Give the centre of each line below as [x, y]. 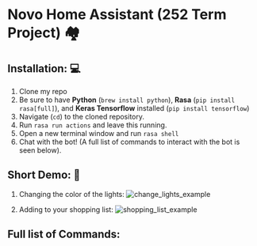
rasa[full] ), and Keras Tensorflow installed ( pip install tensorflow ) [134, 108]
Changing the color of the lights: [71, 194]
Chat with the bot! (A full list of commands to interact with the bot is [129, 142]
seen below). [40, 150]
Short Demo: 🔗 [44, 175]
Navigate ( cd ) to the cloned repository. [81, 117]
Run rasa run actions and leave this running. [93, 125]
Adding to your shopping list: [66, 209]
